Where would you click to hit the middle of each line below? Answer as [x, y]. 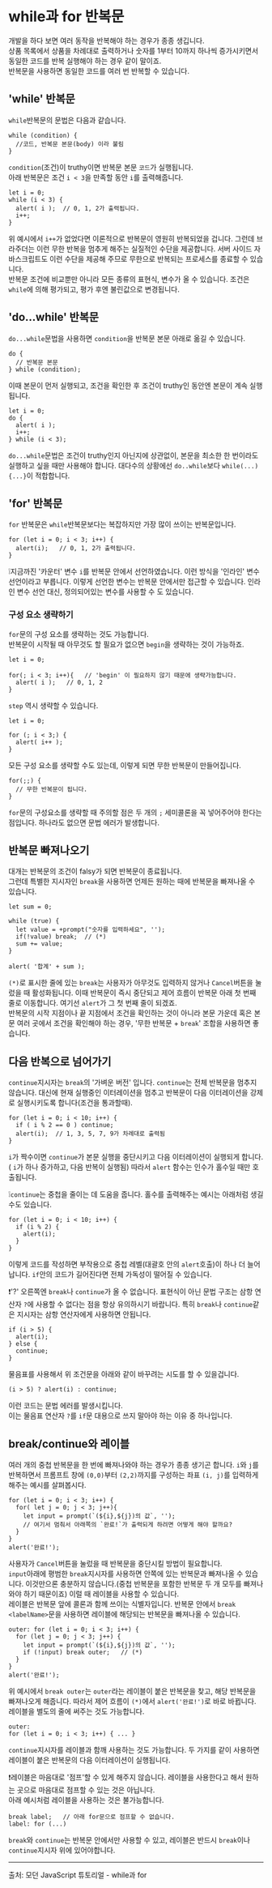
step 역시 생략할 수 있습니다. [53, 705]
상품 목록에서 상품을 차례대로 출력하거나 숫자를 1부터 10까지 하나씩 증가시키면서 [134, 50]
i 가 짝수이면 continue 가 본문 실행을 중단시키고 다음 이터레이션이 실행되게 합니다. [136, 1157]
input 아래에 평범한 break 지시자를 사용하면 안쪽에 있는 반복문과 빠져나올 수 [126, 1574]
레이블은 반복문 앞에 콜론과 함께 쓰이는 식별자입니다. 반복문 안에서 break [122, 1604]
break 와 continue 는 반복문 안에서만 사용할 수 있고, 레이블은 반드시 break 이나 [130, 1840]
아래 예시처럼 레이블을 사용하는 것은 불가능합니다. [86, 1800]
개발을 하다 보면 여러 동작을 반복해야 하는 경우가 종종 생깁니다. [106, 41]
